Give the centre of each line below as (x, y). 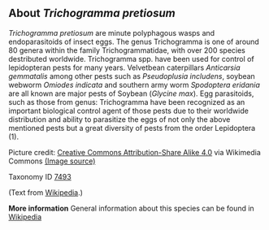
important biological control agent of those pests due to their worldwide (129, 111)
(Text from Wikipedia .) (46, 192)
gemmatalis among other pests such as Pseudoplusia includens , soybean (132, 76)
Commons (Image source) (52, 161)
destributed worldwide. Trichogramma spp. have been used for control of (131, 59)
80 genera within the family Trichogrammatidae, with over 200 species (127, 50)
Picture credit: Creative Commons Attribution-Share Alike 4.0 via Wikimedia (135, 152)
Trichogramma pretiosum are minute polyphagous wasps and (112, 33)
